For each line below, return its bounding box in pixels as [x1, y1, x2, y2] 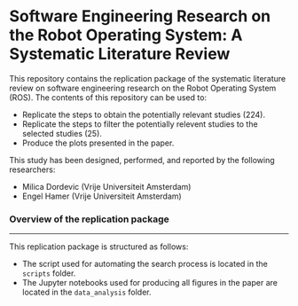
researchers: [9, 164, 56, 175]
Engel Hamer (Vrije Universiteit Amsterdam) [21, 191, 182, 201]
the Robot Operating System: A [9, 25, 243, 45]
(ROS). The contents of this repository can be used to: [9, 91, 207, 103]
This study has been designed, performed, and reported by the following [9, 154, 275, 165]
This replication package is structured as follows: [9, 241, 189, 252]
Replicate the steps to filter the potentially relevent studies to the [21, 118, 259, 129]
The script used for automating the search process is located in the [21, 259, 268, 270]
